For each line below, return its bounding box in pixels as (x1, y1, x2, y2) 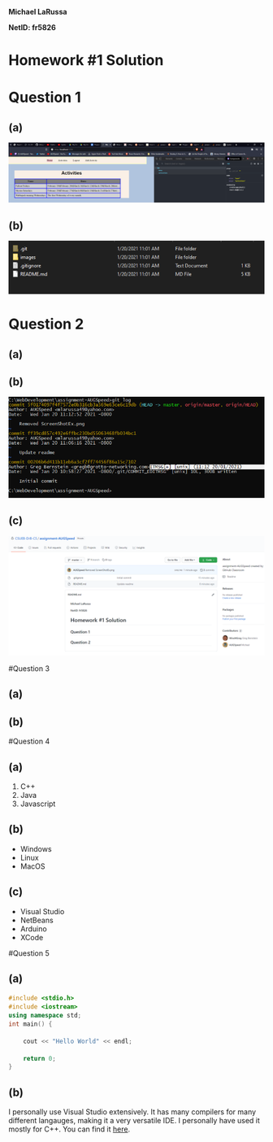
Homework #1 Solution (8, 51, 164, 70)
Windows (19, 843, 52, 853)
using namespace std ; (8, 1012, 82, 1020)
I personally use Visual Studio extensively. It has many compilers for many (8, 1107, 257, 1117)
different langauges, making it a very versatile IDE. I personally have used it (8, 1116, 260, 1126)
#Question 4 (8, 736, 50, 747)
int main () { (8, 1020, 53, 1028)
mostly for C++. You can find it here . (8, 1124, 131, 1134)
